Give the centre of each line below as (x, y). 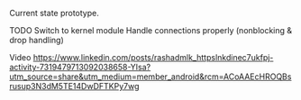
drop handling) (37, 40)
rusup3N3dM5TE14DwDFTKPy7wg (74, 86)
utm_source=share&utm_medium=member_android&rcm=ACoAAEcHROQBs (150, 77)
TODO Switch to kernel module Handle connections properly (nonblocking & (151, 30)
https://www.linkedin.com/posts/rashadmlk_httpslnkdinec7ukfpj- (153, 57)
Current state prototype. (54, 13)
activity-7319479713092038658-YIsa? (80, 67)
